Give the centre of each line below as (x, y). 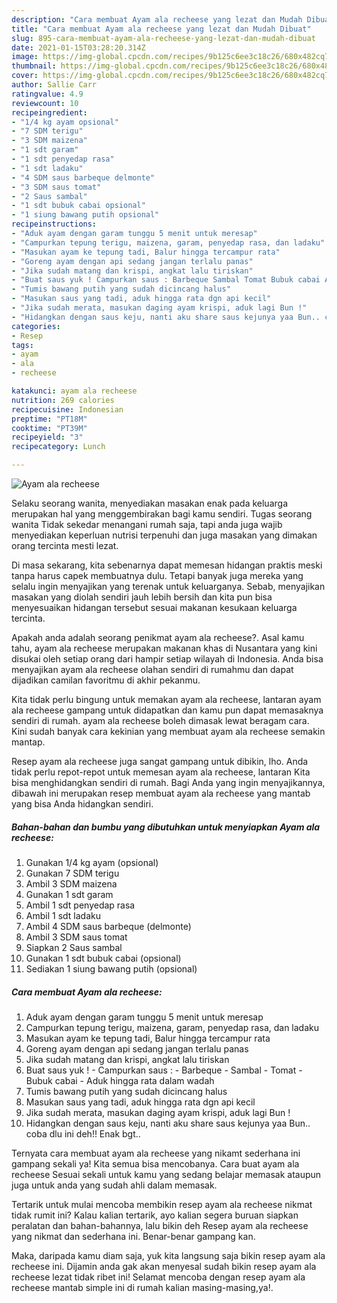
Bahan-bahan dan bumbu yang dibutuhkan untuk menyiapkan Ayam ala (166, 827)
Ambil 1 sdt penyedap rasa (80, 905)
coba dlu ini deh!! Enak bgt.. (83, 1133)
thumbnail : (34, 66)
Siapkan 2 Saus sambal (74, 947)
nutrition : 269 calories (63, 400)
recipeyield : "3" (47, 437)
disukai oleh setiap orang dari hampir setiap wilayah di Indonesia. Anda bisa (167, 659)
